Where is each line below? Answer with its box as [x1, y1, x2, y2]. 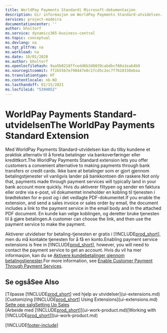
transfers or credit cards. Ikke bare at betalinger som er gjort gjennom [5, 168, 149, 174]
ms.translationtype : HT [5, 73, 55, 78]
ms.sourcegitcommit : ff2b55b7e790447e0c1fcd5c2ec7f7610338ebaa [5, 68, 140, 73]
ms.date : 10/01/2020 [5, 54, 49, 59]
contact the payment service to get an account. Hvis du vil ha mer [5, 247, 142, 253]
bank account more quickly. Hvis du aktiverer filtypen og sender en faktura [5, 184, 160, 190]
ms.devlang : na [5, 40, 37, 45]
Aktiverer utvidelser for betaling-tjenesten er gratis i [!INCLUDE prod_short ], [5, 231, 161, 237]
